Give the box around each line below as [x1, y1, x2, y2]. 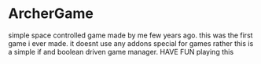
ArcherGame [8, 5, 94, 23]
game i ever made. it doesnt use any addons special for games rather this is [8, 38, 254, 48]
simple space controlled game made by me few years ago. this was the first [8, 30, 253, 40]
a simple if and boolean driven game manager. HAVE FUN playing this [8, 47, 234, 56]
